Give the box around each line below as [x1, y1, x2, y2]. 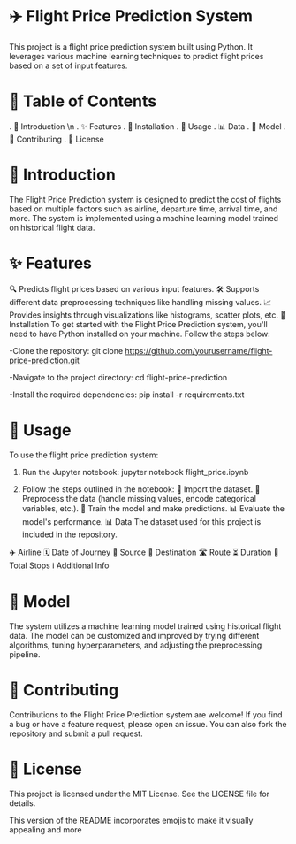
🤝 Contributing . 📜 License [9, 134, 104, 144]
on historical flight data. [9, 222, 95, 233]
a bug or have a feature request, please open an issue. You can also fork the [9, 718, 287, 729]
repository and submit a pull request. [9, 728, 143, 739]
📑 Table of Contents [9, 91, 157, 111]
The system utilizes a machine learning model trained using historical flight [9, 620, 282, 632]
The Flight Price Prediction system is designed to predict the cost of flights [9, 194, 282, 204]
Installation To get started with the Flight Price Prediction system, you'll [9, 318, 268, 329]
